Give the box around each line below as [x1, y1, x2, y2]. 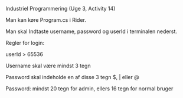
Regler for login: [5, 40, 45, 46]
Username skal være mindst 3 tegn [5, 62, 91, 69]
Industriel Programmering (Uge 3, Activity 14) [5, 5, 116, 12]
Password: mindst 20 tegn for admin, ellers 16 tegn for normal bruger [5, 85, 174, 92]
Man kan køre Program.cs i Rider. [5, 17, 86, 23]
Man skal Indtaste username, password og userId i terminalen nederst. [5, 28, 178, 35]
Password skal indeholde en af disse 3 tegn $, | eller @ [5, 74, 139, 80]
